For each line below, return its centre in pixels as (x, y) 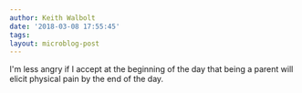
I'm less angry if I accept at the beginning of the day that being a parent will (151, 69)
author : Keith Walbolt (52, 18)
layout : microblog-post (55, 43)
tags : (20, 35)
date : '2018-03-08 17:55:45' (65, 26)
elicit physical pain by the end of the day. (87, 79)
